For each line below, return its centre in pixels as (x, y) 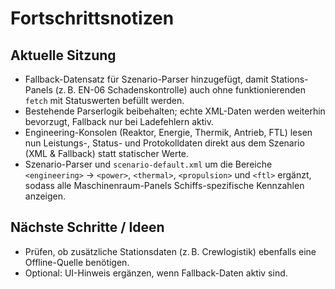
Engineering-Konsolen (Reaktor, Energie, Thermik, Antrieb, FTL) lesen (168, 132)
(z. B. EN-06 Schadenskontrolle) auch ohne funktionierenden (180, 90)
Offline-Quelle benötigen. (77, 262)
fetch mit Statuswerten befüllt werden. (104, 100)
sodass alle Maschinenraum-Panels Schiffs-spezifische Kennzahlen (164, 185)
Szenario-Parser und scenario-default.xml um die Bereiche (148, 164)
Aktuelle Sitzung (63, 55)
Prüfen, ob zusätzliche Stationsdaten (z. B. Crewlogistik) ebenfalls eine (170, 251)
